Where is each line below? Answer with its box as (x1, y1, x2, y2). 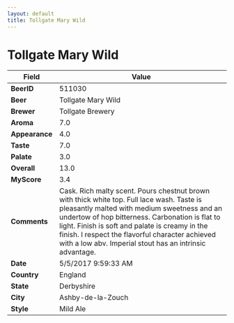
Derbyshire (58, 281, 96, 291)
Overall (10, 164, 36, 173)
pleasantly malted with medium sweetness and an (58, 203, 223, 213)
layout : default (7, 10, 54, 17)
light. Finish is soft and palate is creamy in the (58, 221, 208, 231)
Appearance (10, 129, 53, 139)
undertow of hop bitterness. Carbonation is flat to (58, 213, 221, 222)
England (58, 270, 86, 280)
